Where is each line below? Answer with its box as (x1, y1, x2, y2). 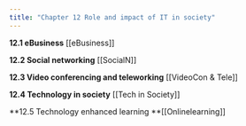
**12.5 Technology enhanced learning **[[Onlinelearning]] (9, 106, 226, 116)
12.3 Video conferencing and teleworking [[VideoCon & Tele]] (9, 72, 239, 83)
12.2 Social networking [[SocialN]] (9, 54, 137, 65)
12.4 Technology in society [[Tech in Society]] (9, 89, 181, 99)
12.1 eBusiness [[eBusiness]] (9, 37, 115, 48)
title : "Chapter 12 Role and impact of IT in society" (9, 12, 216, 22)
